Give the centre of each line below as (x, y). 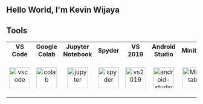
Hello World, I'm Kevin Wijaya (63, 10)
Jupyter (78, 47)
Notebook (78, 54)
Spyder (108, 51)
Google (47, 47)
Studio (164, 54)
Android (164, 47)
